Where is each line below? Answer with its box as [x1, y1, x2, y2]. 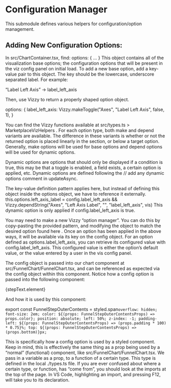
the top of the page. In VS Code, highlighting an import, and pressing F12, [5, 371, 161, 377]
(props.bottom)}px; [5, 329, 47, 335]
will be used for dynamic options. [5, 149, 76, 155]
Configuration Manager [5, 4, 108, 15]
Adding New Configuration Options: [5, 41, 123, 50]
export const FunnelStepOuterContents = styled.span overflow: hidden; [5, 306, 158, 312]
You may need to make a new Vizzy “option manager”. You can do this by [5, 217, 161, 223]
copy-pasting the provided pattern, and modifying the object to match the [5, 223, 161, 229]
